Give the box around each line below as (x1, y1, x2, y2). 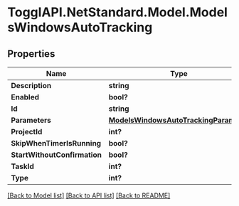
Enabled (11, 92, 40, 102)
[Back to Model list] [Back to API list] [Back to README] (7, 191, 171, 200)
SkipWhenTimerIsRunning (11, 139, 102, 148)
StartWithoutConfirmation (11, 150, 102, 160)
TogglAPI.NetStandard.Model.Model (7, 4, 228, 21)
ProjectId (11, 127, 43, 136)
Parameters (11, 115, 51, 125)
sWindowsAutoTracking (7, 19, 153, 36)
